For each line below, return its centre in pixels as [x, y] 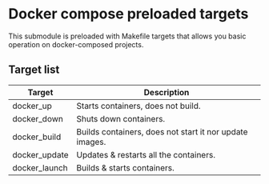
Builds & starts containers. [125, 167]
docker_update [41, 154]
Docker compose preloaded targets [128, 14]
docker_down [38, 118]
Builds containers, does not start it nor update [162, 131]
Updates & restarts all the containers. [146, 154]
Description [167, 92]
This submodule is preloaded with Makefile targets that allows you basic [127, 36]
